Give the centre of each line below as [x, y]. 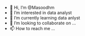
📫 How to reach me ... [32, 28]
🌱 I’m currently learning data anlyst [45, 18]
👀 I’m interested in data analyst [41, 13]
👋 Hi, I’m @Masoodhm [32, 8]
